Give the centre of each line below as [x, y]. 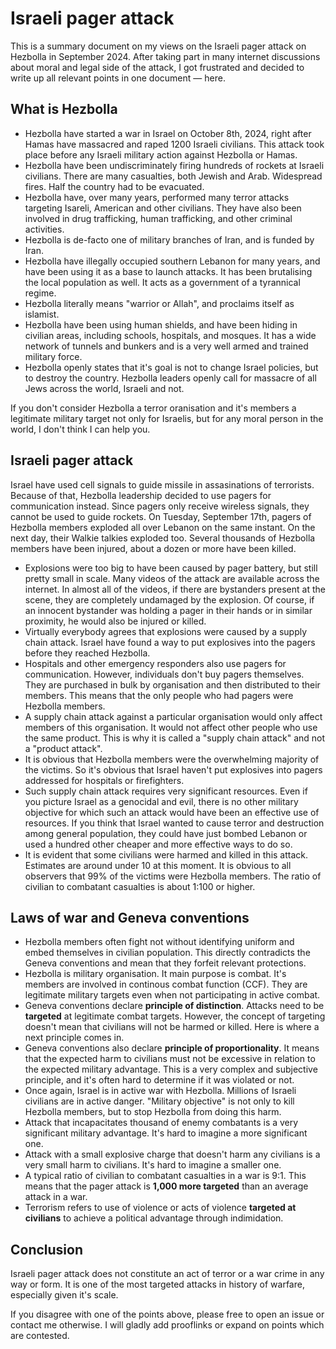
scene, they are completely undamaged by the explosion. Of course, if [169, 599]
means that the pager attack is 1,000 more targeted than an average [166, 1186]
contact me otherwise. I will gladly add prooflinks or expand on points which [167, 1325]
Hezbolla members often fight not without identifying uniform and [159, 942]
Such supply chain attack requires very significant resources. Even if [166, 791]
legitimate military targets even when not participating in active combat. [172, 995]
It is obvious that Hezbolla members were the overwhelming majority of [172, 759]
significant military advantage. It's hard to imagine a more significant [166, 1133]
